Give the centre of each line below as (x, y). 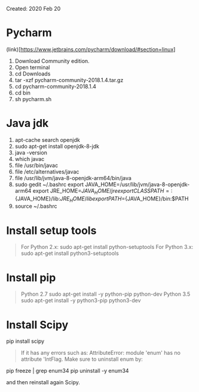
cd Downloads (33, 74)
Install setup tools (51, 230)
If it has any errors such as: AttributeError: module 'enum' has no (101, 353)
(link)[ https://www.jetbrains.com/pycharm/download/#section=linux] (91, 49)
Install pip (31, 277)
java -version (31, 153)
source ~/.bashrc (36, 206)
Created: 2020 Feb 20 (33, 9)
